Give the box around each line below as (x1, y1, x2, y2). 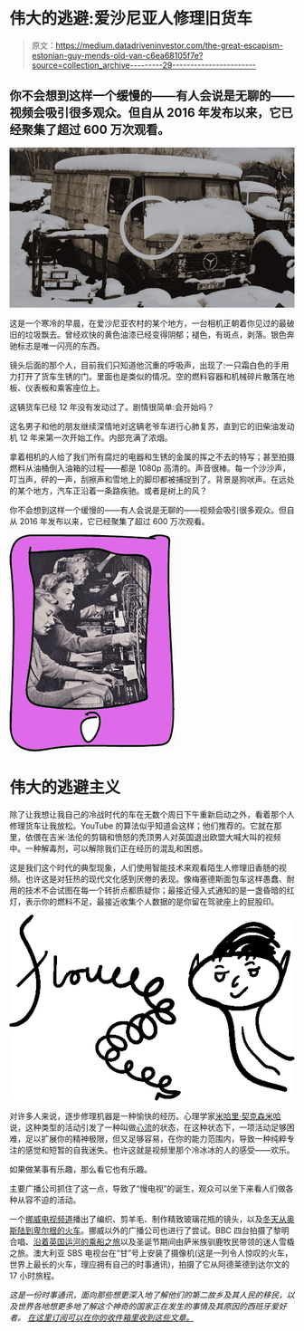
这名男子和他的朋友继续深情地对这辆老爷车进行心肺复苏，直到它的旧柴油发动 (9, 421, 295, 432)
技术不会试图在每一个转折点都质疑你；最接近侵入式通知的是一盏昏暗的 (24, 885, 287, 896)
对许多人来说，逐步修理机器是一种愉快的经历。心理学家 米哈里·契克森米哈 (9, 1110, 282, 1121)
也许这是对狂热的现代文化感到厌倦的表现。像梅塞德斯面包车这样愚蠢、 (24, 874, 287, 885)
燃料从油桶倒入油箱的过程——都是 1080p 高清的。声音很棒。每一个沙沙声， (9, 463, 291, 474)
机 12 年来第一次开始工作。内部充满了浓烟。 (9, 432, 174, 444)
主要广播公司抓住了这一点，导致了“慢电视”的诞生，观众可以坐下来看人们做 (9, 1183, 287, 1193)
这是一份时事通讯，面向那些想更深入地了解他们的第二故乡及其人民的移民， (9, 1289, 287, 1300)
